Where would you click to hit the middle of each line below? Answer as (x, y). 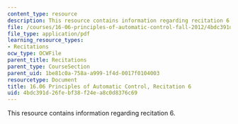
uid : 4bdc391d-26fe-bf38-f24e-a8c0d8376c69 (73, 93)
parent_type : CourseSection (49, 67)
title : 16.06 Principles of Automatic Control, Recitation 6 (100, 86)
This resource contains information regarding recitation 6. (91, 113)
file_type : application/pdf (49, 34)
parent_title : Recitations (47, 60)
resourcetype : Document (42, 80)
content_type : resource (42, 14)
